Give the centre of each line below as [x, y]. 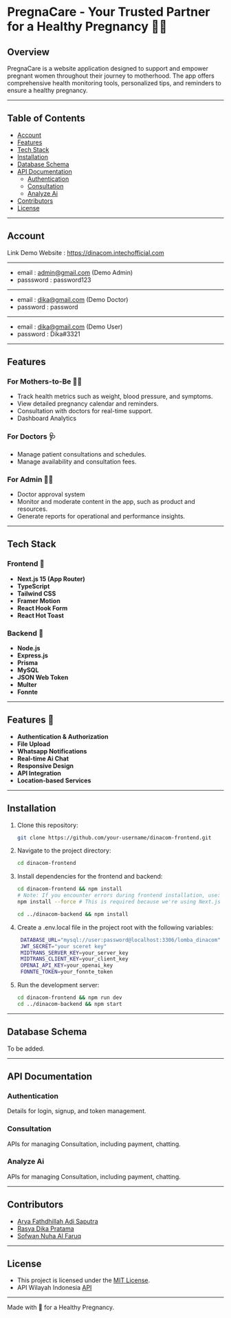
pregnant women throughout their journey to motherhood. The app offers [111, 76]
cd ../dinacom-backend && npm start [69, 1004]
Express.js [32, 655]
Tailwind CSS [36, 593]
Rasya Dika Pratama [45, 1229]
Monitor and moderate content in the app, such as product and [106, 501]
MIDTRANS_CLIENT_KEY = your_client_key [74, 959]
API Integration [39, 773]
